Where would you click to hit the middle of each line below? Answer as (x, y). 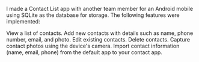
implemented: (23, 21)
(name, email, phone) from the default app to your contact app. (84, 52)
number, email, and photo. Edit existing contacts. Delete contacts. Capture (98, 39)
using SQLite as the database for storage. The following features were (93, 15)
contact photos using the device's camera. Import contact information (93, 46)
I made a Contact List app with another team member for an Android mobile (100, 9)
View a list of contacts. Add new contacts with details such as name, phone (100, 33)
